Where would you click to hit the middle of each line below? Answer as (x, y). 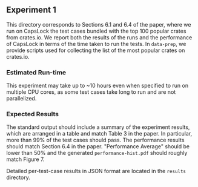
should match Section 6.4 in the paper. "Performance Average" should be (98, 146)
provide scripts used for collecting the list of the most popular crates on (96, 50)
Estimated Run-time (36, 72)
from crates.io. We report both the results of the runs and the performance (99, 37)
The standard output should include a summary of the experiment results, (98, 127)
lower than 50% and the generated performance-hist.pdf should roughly (97, 153)
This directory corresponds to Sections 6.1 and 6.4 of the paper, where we (99, 24)
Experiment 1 (31, 10)
